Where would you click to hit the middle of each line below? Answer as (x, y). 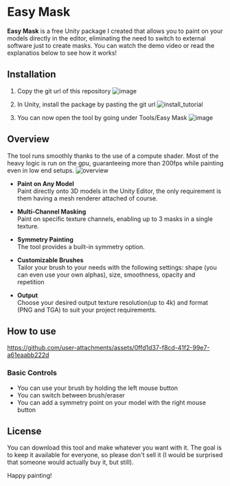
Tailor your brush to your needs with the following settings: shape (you (117, 267)
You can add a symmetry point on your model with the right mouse (111, 402)
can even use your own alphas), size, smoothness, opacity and (106, 275)
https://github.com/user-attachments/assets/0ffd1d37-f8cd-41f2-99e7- (108, 348)
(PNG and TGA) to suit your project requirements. (87, 310)
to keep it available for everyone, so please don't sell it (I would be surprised (115, 455)
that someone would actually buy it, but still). (70, 462)
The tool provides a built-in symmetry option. (81, 246)
